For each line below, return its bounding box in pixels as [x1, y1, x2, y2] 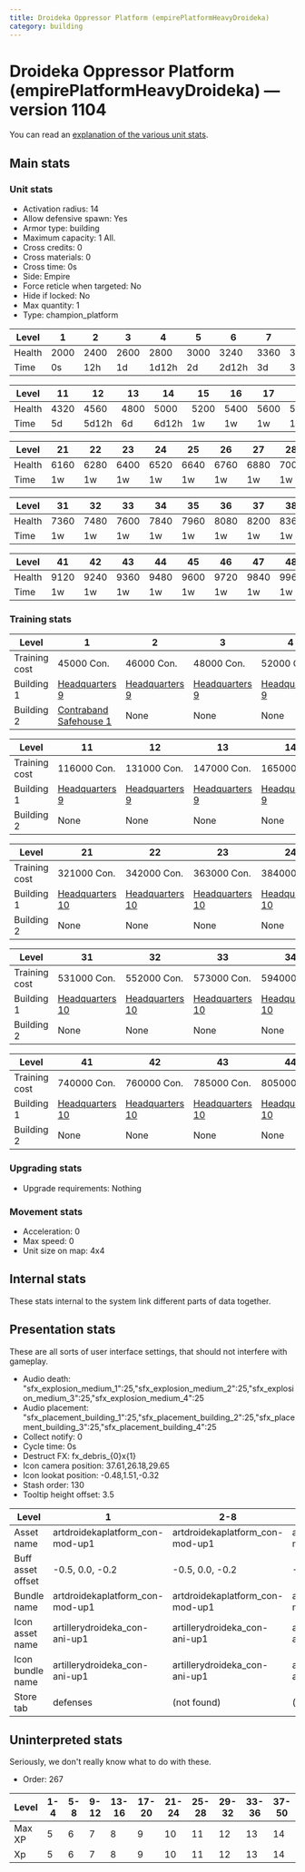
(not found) [172, 1696, 221, 1709]
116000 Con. [57, 762, 116, 775]
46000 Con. [125, 657, 178, 670]
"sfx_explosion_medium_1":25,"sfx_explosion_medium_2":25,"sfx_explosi [22, 1383, 295, 1394]
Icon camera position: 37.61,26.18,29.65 [22, 1460, 171, 1471]
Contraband [57, 704, 109, 717]
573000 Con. [193, 972, 251, 985]
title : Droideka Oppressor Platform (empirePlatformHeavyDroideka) [9, 13, 271, 23]
